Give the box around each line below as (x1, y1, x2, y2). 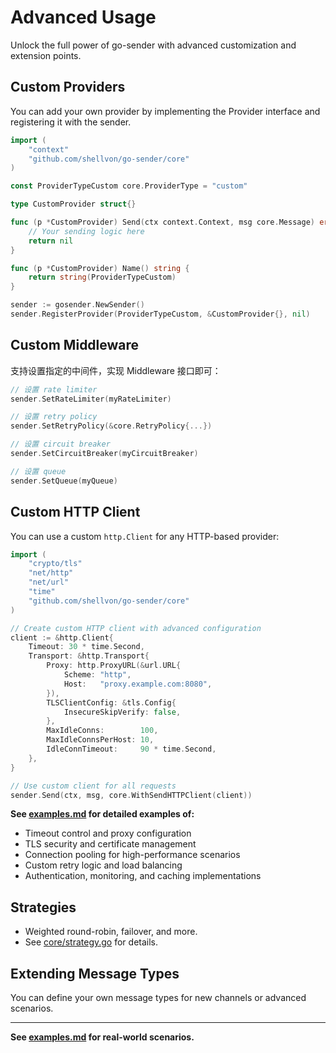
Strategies (10, 899, 77, 916)
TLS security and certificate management (24, 838, 197, 850)
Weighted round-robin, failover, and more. (24, 926, 198, 938)
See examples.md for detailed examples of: (10, 808, 195, 820)
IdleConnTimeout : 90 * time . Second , (46, 744, 217, 754)
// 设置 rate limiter (10, 384, 98, 395)
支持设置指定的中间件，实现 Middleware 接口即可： (10, 364, 222, 376)
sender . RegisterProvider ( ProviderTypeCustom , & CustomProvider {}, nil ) (10, 309, 311, 319)
